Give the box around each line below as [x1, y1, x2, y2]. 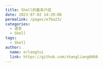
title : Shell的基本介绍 [5, 7, 51, 13]
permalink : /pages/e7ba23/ [5, 17, 62, 22]
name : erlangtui [10, 49, 44, 54]
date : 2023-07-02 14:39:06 [5, 12, 62, 17]
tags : [5, 36, 17, 41]
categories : [5, 21, 30, 27]
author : [5, 45, 22, 50]
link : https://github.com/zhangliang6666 [10, 54, 98, 59]
